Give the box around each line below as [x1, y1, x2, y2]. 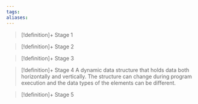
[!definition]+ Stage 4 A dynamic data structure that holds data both [20, 66, 190, 73]
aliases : [6, 15, 28, 21]
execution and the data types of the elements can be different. [20, 79, 176, 86]
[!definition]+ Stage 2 [20, 43, 74, 50]
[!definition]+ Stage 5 [20, 91, 74, 98]
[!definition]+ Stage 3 [20, 54, 74, 62]
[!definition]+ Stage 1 [20, 31, 73, 38]
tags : [6, 8, 20, 15]
